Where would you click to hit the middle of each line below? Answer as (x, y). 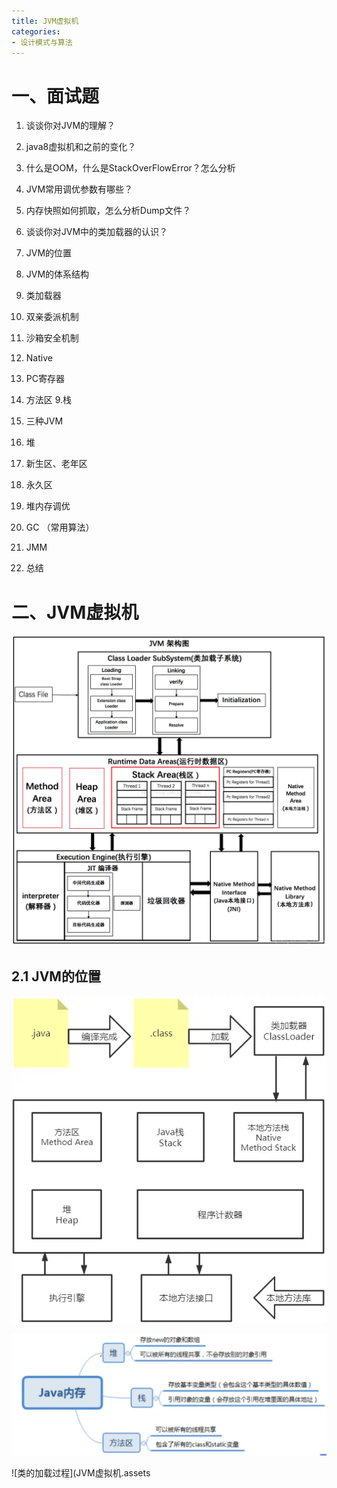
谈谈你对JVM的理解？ (70, 126)
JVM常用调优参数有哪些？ (79, 189)
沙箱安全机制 (52, 338)
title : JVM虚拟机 (45, 21)
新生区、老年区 (56, 464)
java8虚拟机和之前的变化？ (81, 147)
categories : (36, 31)
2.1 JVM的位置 (56, 976)
